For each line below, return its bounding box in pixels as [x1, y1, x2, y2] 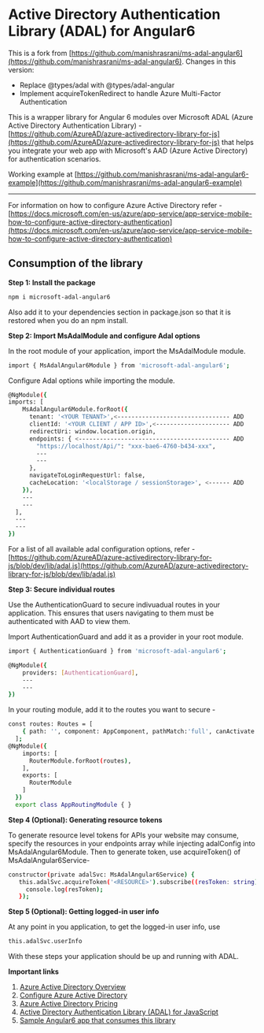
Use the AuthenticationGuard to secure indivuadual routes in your [8, 600, 221, 609]
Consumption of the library [8, 257, 144, 270]
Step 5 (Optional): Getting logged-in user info [8, 907, 159, 916]
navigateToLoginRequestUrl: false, [28, 471, 146, 480]
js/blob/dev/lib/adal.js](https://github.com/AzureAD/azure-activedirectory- [8, 561, 249, 570]
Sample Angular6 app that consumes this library [19, 1016, 176, 1025]
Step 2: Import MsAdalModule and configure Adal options [8, 331, 200, 340]
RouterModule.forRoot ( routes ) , [28, 756, 132, 765]
